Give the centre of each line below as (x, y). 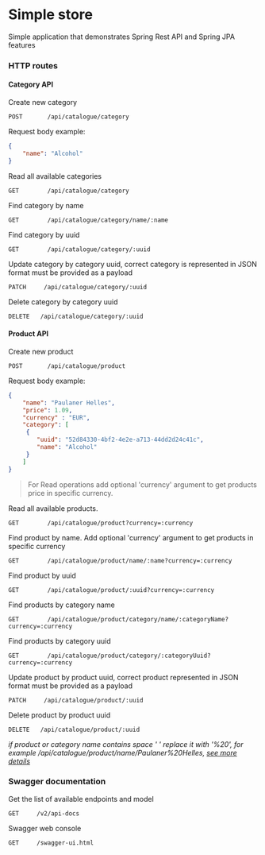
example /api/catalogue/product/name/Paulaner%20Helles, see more (123, 752)
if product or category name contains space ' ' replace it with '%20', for (126, 744)
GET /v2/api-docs (44, 813)
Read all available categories (55, 176)
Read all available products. (53, 508)
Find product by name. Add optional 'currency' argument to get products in (131, 537)
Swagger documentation (57, 782)
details (19, 761)
